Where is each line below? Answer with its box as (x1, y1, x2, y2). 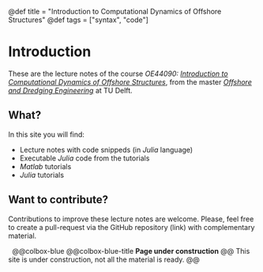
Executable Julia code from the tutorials (19, 153, 150, 163)
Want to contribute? (8, 193, 109, 206)
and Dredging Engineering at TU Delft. (8, 85, 133, 95)
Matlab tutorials (19, 161, 72, 171)
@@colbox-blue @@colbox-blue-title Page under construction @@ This (11, 246, 250, 255)
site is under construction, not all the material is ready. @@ (8, 255, 200, 264)
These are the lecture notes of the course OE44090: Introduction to (8, 69, 228, 78)
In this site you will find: (8, 130, 85, 139)
